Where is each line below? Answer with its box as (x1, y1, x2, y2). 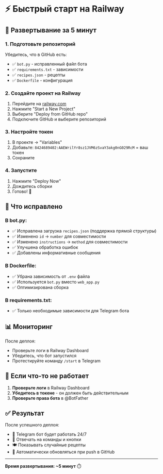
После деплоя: (5, 338, 35, 344)
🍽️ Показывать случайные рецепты (12, 442, 86, 448)
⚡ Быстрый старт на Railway (5, 3, 125, 15)
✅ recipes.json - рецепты (12, 72, 65, 78)
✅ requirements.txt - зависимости (12, 66, 83, 72)
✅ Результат (5, 409, 45, 418)
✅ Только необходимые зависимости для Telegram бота (12, 308, 130, 314)
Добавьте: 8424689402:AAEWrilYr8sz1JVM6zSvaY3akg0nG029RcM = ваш (12, 145, 148, 151)
